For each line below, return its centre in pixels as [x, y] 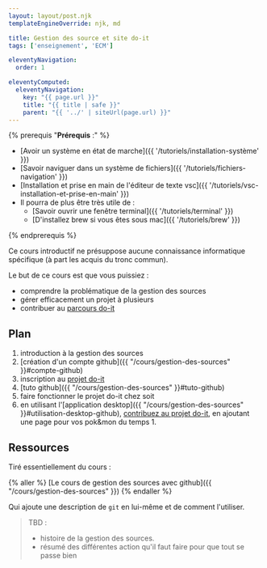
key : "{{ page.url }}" [61, 97]
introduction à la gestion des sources [81, 354]
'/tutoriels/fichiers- [215, 168]
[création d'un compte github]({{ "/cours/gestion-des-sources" [125, 362]
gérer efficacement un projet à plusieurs [87, 299]
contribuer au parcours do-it [67, 308]
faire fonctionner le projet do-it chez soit [87, 396]
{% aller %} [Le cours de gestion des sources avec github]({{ [110, 483]
